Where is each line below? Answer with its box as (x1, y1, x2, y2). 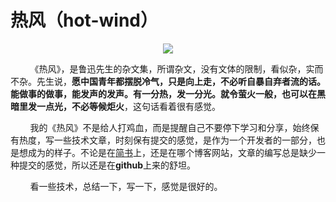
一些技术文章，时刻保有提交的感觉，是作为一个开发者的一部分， (53, 134, 317, 146)
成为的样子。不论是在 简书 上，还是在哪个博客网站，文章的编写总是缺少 (27, 146, 317, 158)
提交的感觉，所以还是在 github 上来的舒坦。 (18, 159, 197, 171)
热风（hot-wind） (10, 9, 158, 32)
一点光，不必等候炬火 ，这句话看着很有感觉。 (36, 100, 221, 112)
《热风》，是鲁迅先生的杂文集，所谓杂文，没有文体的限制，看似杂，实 (29, 62, 315, 75)
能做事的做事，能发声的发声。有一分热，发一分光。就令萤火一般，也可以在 (10, 87, 317, 100)
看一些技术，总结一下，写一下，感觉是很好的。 (29, 180, 223, 192)
